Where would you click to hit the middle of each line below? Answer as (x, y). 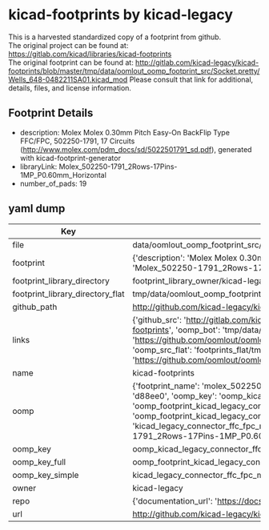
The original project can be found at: (68, 45)
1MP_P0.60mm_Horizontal (63, 175)
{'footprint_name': (166, 386)
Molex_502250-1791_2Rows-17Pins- (118, 167)
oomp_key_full (39, 462)
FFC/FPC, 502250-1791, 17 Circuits (77, 141)
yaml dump (37, 209)
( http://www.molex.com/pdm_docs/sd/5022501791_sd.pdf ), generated (136, 149)
